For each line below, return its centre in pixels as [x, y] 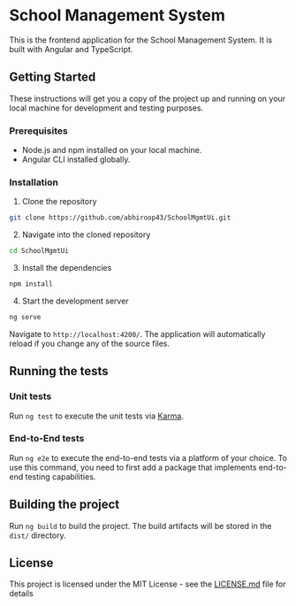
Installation [34, 182]
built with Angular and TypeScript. [71, 49]
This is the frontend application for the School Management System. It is [140, 40]
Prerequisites [38, 131]
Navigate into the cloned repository [86, 234]
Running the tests [59, 371]
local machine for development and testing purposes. [106, 108]
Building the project [65, 505]
